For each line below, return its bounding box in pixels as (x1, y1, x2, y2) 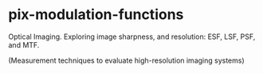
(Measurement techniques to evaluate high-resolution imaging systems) (8, 56, 245, 65)
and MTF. (8, 40, 40, 49)
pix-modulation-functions (8, 6, 184, 24)
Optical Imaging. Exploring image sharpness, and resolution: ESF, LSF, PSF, (8, 32, 256, 41)
